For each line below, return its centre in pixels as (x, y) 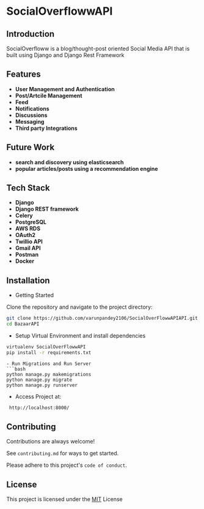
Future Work (31, 147)
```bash (16, 369)
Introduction (31, 34)
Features (24, 74)
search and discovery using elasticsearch (69, 162)
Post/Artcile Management (49, 96)
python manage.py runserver (42, 385)
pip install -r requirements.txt (49, 353)
